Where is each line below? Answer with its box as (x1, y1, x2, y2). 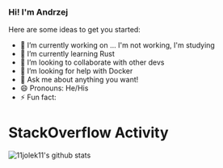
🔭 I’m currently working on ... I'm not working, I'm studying (19, 40, 216, 50)
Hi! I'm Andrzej (8, 6, 69, 18)
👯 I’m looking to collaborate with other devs (19, 57, 165, 67)
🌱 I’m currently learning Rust (19, 49, 116, 59)
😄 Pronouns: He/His (19, 83, 89, 93)
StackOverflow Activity (8, 124, 169, 142)
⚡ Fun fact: (19, 92, 57, 103)
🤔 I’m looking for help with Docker (19, 66, 133, 76)
